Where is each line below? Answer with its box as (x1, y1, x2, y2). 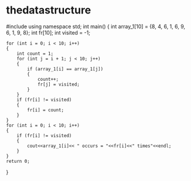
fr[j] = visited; (37, 81, 80, 87)
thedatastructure (6, 4, 91, 17)
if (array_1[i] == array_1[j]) (27, 66, 104, 72)
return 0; (6, 158, 30, 164)
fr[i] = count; (27, 107, 64, 113)
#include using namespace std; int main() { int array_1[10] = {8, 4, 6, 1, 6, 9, (6, 23, 186, 30)
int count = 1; (16, 50, 54, 56)
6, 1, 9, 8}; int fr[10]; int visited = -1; (6, 29, 91, 36)
